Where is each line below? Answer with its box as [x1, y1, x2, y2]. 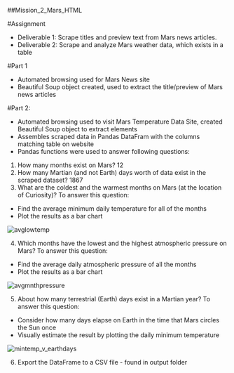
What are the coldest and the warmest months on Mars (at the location [17, 183, 222, 192]
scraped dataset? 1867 [17, 176, 83, 184]
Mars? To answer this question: [17, 247, 109, 255]
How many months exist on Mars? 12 [17, 161, 124, 169]
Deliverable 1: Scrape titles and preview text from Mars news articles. [17, 33, 217, 41]
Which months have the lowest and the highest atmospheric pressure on [17, 239, 228, 247]
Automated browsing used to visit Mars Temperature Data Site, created [17, 117, 223, 126]
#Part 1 [7, 62, 28, 70]
